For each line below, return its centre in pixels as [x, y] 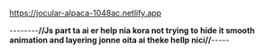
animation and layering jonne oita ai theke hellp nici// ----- [119, 40]
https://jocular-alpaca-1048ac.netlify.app [86, 13]
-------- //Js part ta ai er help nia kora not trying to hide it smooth [132, 30]
